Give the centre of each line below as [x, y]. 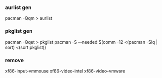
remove [14, 60]
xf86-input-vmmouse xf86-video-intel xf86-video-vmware [65, 71]
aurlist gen [18, 7]
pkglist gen [19, 31]
